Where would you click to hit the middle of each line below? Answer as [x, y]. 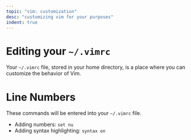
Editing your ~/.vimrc [58, 51]
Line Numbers [41, 97]
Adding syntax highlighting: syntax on [60, 131]
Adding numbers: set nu [44, 125]
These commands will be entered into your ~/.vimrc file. [74, 113]
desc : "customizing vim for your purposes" [60, 17]
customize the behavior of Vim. [44, 73]
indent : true [22, 22]
